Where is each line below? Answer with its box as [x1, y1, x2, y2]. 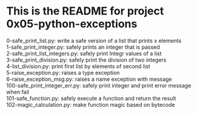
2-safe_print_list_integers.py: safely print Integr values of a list [6, 49, 162, 57]
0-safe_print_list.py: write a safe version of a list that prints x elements [6, 37, 182, 44]
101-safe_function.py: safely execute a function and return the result [6, 95, 176, 102]
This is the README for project [6, 4, 164, 18]
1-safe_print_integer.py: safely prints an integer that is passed [6, 43, 161, 51]
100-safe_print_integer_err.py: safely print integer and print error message [6, 81, 192, 89]
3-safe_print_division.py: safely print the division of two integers [6, 56, 167, 63]
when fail [6, 88, 29, 95]
